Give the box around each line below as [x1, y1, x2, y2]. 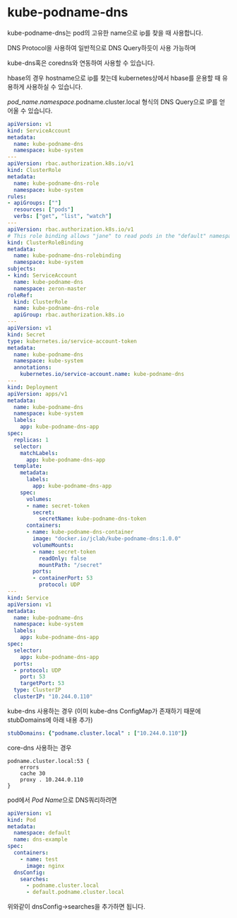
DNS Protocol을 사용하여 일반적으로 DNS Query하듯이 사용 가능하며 [7, 43, 196, 52]
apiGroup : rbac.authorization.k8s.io [13, 311, 125, 319]
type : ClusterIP [13, 687, 61, 694]
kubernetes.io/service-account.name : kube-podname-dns [20, 371, 185, 378]
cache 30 [20, 769, 46, 777]
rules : [7, 193, 27, 200]
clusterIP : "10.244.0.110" [13, 693, 93, 701]
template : [13, 463, 42, 470]
